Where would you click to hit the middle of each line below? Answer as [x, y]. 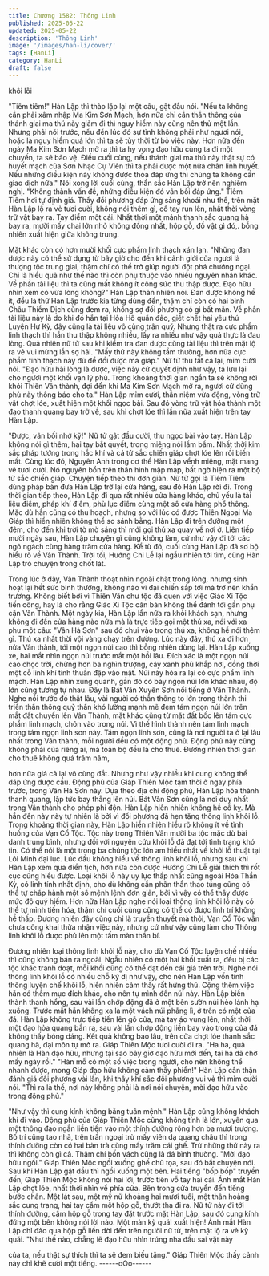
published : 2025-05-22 [46, 23]
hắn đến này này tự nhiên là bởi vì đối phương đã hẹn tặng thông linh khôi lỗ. [134, 816]
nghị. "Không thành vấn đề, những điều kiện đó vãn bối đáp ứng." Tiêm [125, 191]
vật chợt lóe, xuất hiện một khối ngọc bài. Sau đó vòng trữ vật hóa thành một [135, 403]
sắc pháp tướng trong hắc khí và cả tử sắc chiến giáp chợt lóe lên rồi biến [129, 452]
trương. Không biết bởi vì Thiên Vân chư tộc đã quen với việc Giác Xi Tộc [128, 596]
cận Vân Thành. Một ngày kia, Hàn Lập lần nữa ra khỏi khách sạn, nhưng [128, 613]
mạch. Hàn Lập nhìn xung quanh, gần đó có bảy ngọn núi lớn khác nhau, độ [133, 681]
